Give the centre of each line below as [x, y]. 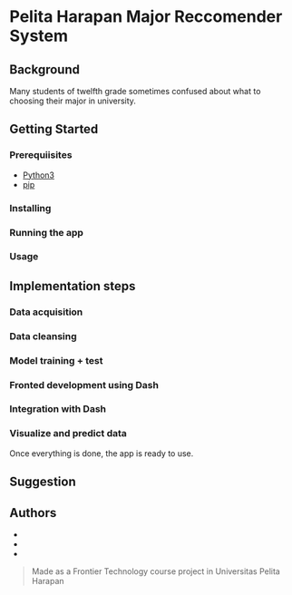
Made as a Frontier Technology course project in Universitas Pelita [156, 571]
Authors [33, 513]
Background [44, 69]
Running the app [47, 232]
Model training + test [56, 360]
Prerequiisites [41, 155]
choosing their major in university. [73, 101]
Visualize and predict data [68, 434]
